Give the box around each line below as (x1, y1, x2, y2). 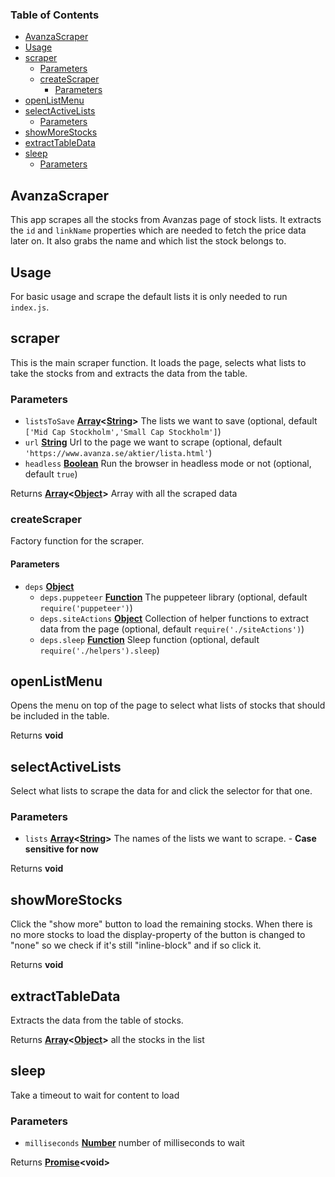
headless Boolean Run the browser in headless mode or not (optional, (24, 458, 312, 470)
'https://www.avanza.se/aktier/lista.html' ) (24, 447, 213, 459)
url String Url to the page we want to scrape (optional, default (24, 436, 282, 448)
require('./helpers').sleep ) (39, 644, 160, 656)
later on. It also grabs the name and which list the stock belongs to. (10, 235, 287, 247)
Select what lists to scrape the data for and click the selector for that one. (10, 785, 313, 797)
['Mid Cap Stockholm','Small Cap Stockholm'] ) (24, 426, 222, 438)
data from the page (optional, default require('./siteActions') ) (39, 623, 305, 635)
